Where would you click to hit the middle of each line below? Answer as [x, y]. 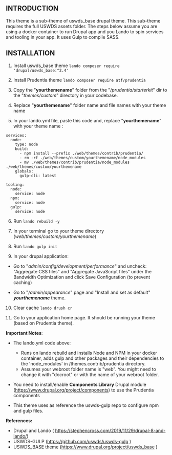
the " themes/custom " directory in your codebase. [66, 95]
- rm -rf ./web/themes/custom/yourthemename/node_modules [82, 158]
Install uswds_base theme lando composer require [66, 66]
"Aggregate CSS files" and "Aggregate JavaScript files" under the [82, 271]
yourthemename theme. [39, 298]
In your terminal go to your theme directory [59, 231]
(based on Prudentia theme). [43, 323]
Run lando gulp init [35, 246]
